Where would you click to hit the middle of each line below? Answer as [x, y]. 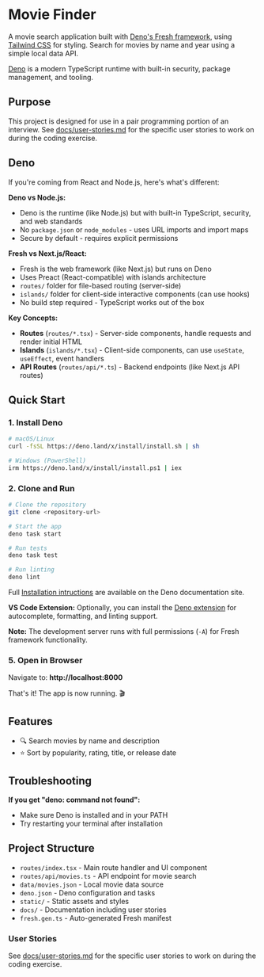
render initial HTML [51, 342]
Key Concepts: [33, 318]
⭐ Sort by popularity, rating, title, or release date [98, 753]
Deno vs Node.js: [37, 197]
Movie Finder [52, 15]
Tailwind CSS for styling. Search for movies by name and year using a [122, 44]
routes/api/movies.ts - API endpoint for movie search [108, 876]
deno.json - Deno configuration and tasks [87, 892]
